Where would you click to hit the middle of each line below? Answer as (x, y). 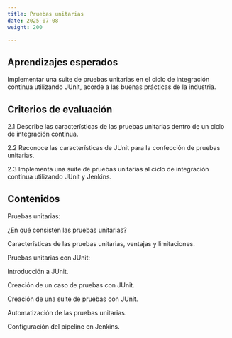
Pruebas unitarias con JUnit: (49, 258)
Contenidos (34, 199)
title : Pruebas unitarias (45, 14)
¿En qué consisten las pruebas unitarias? (67, 230)
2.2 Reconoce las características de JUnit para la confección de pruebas (114, 148)
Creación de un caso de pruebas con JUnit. (71, 285)
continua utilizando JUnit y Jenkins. (60, 176)
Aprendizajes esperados (63, 62)
